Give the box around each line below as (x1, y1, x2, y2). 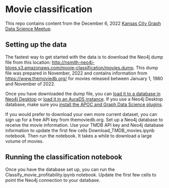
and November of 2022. (5, 81, 56, 87)
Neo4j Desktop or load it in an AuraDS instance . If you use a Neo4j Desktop (5, 96, 163, 102)
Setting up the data (5, 41, 67, 49)
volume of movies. (5, 138, 44, 144)
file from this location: (5, 59, 51, 65)
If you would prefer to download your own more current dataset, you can (5, 111, 157, 117)
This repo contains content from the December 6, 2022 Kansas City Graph (5, 20, 161, 26)
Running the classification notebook (5, 153, 123, 162)
